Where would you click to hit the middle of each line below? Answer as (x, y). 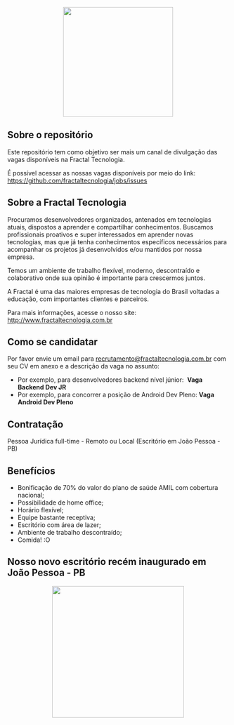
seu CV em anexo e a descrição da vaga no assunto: (83, 366)
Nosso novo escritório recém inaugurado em (107, 562)
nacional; (31, 495)
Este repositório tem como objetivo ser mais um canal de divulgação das (112, 152)
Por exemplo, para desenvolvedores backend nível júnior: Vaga (110, 380)
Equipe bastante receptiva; (57, 518)
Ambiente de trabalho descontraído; (70, 533)
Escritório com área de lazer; (59, 525)
